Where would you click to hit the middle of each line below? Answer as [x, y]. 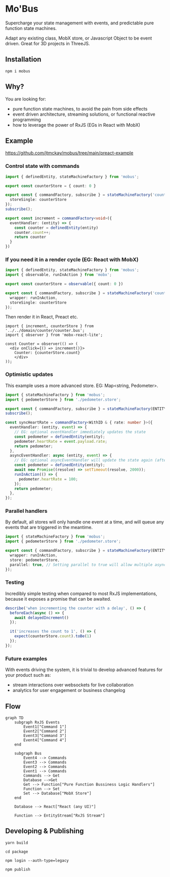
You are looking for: [26, 99]
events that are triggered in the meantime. [49, 528]
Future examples [26, 658]
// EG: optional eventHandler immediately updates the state [80, 432]
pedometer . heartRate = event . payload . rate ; [61, 441]
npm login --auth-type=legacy [37, 860]
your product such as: [28, 675]
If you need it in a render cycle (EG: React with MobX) [72, 259]
